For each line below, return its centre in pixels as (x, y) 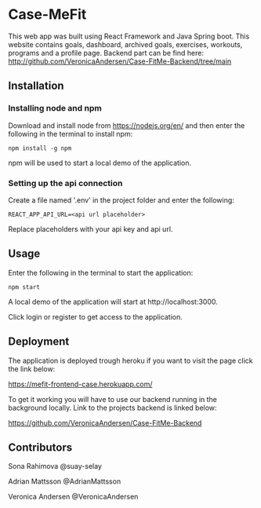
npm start (24, 287)
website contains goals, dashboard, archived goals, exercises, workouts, (125, 44)
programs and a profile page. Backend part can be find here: (106, 53)
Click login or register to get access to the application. (95, 316)
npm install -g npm (40, 148)
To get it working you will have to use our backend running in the (113, 399)
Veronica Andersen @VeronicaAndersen (73, 497)
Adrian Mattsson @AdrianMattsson (65, 481)
